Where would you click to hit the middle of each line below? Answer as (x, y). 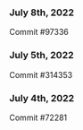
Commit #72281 (38, 117)
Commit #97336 (39, 32)
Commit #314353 (41, 74)
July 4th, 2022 (42, 98)
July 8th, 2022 (41, 13)
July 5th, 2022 (41, 56)
